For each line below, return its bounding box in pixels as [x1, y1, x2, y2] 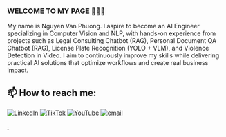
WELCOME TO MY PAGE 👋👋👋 [7, 6, 106, 16]
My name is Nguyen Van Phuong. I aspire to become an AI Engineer [7, 22, 200, 30]
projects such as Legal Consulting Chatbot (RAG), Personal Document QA [7, 37, 216, 45]
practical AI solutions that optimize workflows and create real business [7, 59, 209, 67]
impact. [7, 66, 29, 75]
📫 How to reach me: [7, 86, 97, 99]
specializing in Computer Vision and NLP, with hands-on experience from [7, 29, 216, 37]
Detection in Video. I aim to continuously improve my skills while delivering [7, 51, 220, 60]
